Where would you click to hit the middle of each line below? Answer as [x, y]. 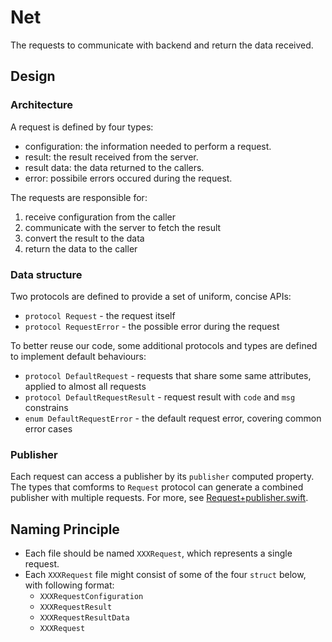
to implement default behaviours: [78, 356]
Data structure [46, 274]
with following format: [69, 585]
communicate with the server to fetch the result [123, 227]
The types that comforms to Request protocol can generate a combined [157, 487]
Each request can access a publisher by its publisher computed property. [162, 477]
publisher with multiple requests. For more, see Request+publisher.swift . [159, 498]
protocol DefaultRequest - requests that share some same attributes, [168, 375]
